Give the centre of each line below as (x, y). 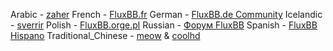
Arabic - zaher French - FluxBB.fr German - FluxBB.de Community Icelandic (166, 14)
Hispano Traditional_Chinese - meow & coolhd (105, 35)
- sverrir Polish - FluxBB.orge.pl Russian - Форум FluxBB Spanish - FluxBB (164, 25)
